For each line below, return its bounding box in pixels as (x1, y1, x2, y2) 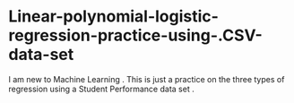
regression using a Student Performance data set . (8, 83, 195, 94)
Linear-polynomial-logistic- (8, 6, 219, 27)
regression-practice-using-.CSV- (8, 25, 264, 46)
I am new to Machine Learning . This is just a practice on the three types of (8, 73, 285, 84)
